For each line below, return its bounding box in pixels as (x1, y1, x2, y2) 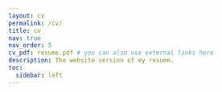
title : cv (8, 26, 42, 34)
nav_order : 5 (8, 42, 52, 50)
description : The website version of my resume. (8, 57, 175, 65)
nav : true (8, 34, 42, 42)
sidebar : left (15, 71, 63, 79)
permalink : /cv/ (8, 19, 63, 27)
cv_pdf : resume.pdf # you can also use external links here (8, 49, 215, 57)
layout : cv (8, 11, 45, 20)
